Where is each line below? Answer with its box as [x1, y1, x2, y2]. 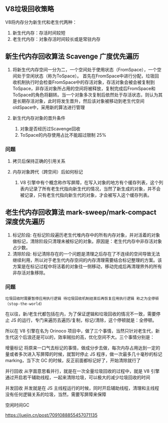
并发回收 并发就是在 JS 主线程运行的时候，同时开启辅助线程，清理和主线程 [5, 385, 159, 391]
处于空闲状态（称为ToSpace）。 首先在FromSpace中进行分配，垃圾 [17, 72, 155, 79]
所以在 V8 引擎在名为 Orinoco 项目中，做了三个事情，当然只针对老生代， [5, 328, 155, 334]
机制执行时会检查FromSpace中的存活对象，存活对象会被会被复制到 [17, 79, 155, 85]
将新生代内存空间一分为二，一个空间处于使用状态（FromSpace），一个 [12, 66, 157, 72]
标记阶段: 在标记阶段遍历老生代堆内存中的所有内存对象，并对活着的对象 [12, 232, 160, 238]
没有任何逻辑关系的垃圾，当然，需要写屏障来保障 [5, 391, 106, 397]
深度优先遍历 [5, 218, 45, 226]
